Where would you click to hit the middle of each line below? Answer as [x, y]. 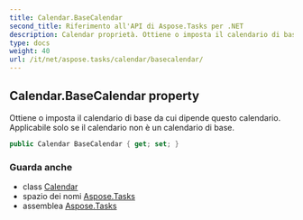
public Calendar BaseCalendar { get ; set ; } [94, 144]
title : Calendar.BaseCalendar [66, 18]
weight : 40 [30, 51]
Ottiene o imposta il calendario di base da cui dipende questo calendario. [145, 117]
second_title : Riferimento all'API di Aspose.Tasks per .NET [127, 26]
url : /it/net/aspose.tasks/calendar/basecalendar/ [106, 60]
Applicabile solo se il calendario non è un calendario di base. [122, 127]
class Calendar [50, 187]
